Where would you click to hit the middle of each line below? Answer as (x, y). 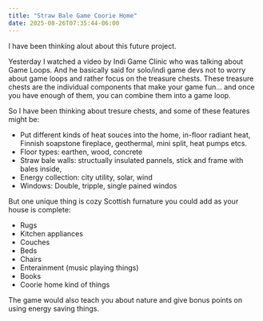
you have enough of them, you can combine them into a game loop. (120, 95)
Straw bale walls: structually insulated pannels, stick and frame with (131, 160)
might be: (24, 119)
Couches (35, 242)
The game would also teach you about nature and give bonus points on (125, 299)
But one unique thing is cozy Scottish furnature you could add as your (124, 201)
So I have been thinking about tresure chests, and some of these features (129, 111)
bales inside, (41, 168)
